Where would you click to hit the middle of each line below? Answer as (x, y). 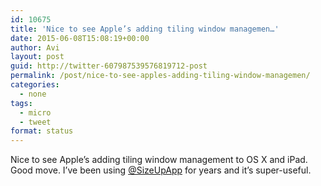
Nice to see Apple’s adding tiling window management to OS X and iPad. (159, 160)
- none (33, 94)
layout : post (37, 57)
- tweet (35, 122)
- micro (35, 112)
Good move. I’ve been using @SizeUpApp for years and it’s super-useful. (161, 170)
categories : (35, 85)
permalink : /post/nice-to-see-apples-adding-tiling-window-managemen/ (160, 76)
